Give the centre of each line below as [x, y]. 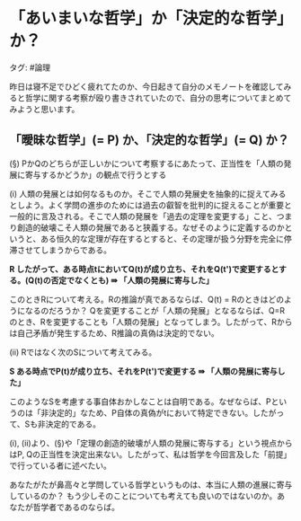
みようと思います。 [44, 109]
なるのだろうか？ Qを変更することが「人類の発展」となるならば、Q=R [155, 310]
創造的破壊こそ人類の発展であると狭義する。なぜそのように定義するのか [150, 227]
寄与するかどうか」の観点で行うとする [96, 174]
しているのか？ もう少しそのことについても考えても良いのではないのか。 [143, 496]
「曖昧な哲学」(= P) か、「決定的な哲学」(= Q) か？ [150, 140]
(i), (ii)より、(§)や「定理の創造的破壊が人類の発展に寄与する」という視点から [151, 443]
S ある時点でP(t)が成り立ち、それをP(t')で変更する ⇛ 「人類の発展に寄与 [144, 371]
